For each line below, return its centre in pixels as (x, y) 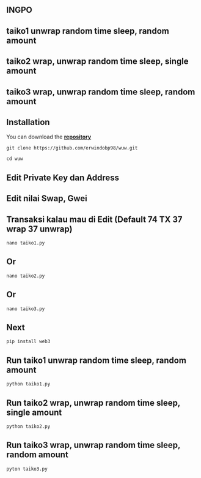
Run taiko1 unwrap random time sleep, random (96, 360)
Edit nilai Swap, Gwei (47, 199)
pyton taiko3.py (27, 469)
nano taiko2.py (26, 276)
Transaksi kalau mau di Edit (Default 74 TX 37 (94, 219)
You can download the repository (49, 137)
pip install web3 (28, 342)
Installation (28, 122)
